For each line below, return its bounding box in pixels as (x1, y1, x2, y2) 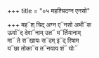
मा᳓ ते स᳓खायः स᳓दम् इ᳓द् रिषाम (7, 36, 79, 45)
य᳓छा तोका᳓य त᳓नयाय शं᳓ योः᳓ (7, 44, 79, 52)
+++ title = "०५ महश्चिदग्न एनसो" (7, 7, 90, 15)
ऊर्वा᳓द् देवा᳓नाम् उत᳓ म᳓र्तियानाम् (7, 29, 81, 36)
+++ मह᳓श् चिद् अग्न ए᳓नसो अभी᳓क (7, 21, 92, 29)
